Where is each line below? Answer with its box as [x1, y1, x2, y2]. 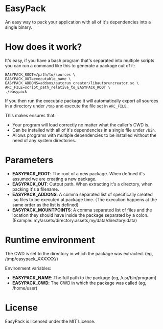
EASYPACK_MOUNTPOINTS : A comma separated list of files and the [12, 207, 153, 213]
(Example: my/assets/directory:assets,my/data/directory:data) [12, 217, 137, 223]
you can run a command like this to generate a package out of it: [5, 62, 136, 68]
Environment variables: [5, 265, 51, 271]
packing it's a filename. [12, 186, 60, 192]
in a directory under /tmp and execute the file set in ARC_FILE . [5, 103, 128, 109]
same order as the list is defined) [12, 202, 79, 207]
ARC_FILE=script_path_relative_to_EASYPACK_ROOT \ [5, 85, 111, 90]
